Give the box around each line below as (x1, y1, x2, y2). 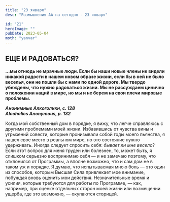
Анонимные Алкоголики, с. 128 (5, 105, 75, 111)
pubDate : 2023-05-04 (5, 31, 49, 36)
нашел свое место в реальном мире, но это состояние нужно (5, 136, 140, 143)
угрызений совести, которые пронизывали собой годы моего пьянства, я (5, 131, 165, 137)
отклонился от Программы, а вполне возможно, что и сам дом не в (5, 158, 153, 164)
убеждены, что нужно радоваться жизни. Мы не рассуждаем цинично (5, 84, 164, 90)
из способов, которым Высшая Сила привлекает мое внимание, (5, 169, 145, 175)
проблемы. (5, 95, 30, 101)
